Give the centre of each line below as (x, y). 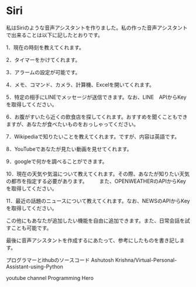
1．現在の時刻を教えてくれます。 (45, 47)
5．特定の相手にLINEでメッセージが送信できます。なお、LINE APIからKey (96, 97)
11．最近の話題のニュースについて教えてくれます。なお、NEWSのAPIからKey (98, 200)
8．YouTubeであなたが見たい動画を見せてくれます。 (69, 149)
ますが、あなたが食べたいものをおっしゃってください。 (73, 124)
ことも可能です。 (31, 228)
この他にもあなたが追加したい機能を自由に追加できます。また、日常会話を (96, 220)
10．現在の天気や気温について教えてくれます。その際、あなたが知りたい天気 (98, 174)
